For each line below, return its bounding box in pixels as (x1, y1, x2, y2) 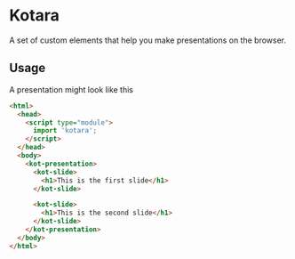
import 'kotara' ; (32, 126, 98, 135)
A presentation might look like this (9, 84, 134, 94)
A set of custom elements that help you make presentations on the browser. (9, 35, 287, 45)
